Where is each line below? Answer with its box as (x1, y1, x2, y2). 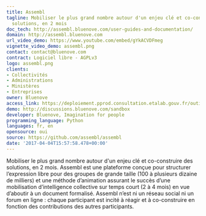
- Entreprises (6, 89, 43, 95)
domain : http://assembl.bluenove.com (6, 32, 103, 38)
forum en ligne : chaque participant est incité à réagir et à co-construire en (6, 196, 195, 203)
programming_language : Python (6, 117, 84, 123)
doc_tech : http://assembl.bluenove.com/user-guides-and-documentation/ (6, 26, 193, 33)
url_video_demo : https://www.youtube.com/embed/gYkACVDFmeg (6, 37, 164, 44)
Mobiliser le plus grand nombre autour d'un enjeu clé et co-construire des (6, 157, 193, 164)
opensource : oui (6, 129, 48, 135)
